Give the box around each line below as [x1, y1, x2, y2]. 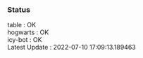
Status [7, 5, 30, 15]
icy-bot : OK [7, 36, 42, 44]
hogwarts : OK [7, 28, 49, 36]
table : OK [7, 21, 37, 29]
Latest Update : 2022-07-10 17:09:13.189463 [7, 43, 136, 52]
